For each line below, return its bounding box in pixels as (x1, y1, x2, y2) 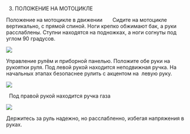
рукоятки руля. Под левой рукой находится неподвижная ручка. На (6, 64, 177, 71)
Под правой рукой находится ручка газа (8, 92, 111, 99)
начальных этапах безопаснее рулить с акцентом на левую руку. (6, 70, 172, 77)
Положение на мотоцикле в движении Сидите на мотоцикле (6, 16, 168, 23)
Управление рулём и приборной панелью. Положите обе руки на (6, 58, 171, 64)
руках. (6, 121, 22, 128)
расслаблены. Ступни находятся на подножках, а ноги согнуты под (6, 29, 177, 36)
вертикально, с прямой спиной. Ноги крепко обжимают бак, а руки (6, 23, 177, 29)
